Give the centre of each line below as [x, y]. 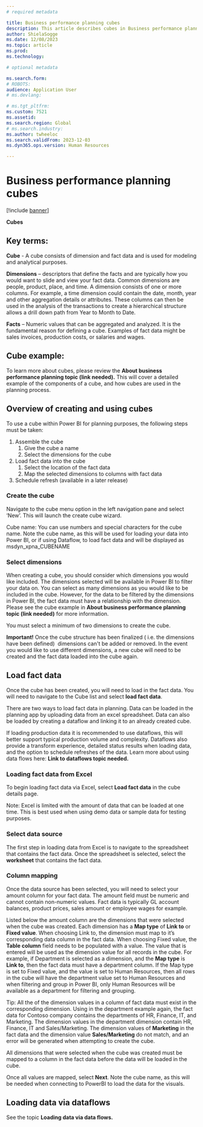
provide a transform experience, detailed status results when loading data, [99, 745]
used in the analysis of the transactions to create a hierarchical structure [96, 305]
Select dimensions [34, 562]
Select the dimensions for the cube [68, 454]
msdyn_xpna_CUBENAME [38, 546]
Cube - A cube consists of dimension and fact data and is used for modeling [101, 255]
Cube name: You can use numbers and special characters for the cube [94, 527]
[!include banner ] [28, 211]
